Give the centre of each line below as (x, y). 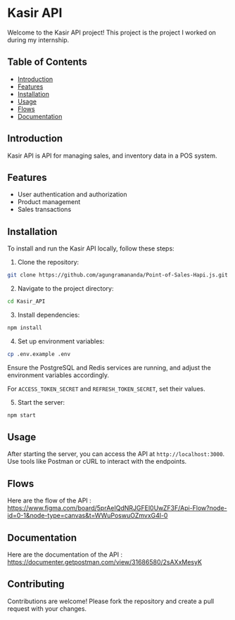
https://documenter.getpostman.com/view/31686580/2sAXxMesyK (105, 562)
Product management (49, 202)
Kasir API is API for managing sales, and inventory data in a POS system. (112, 156)
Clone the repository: (48, 262)
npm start (22, 415)
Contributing (36, 584)
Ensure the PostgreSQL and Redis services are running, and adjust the (109, 367)
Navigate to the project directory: (65, 289)
